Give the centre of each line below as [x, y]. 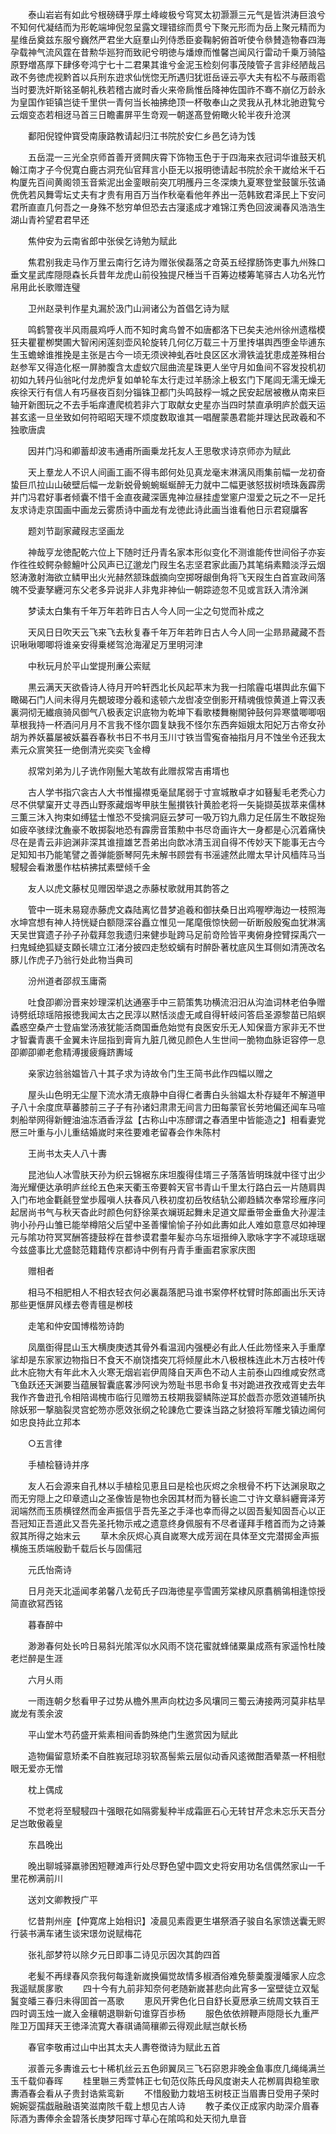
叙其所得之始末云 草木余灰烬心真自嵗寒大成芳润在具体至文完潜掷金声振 [165, 1536]
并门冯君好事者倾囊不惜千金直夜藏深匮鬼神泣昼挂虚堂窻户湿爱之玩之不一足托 [168, 497]
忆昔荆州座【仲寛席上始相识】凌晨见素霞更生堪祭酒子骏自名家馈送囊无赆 [176, 1921]
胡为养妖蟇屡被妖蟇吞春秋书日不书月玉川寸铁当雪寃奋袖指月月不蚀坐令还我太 [168, 737]
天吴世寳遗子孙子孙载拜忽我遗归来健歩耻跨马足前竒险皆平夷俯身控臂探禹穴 [163, 934]
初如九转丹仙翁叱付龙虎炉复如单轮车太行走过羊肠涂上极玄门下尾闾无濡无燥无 [168, 379]
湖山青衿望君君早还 [50, 219]
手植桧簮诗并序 [58, 1464]
